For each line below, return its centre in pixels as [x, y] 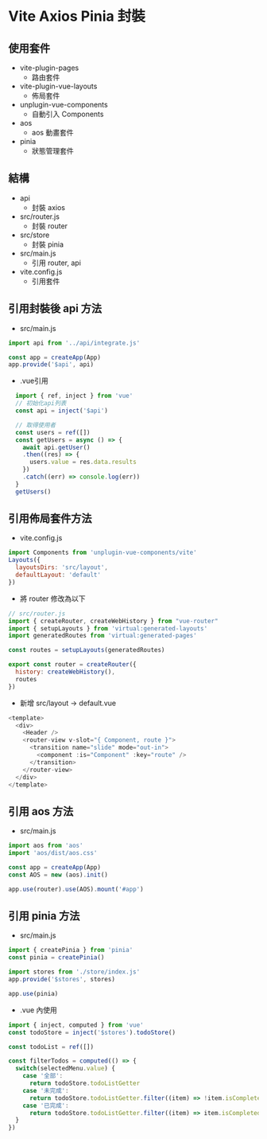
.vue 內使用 [39, 1010]
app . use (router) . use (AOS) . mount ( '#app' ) [76, 889]
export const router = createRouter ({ [72, 665]
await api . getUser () [56, 447]
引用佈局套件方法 [50, 519]
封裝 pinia [48, 244]
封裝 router [50, 226]
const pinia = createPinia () [56, 958]
